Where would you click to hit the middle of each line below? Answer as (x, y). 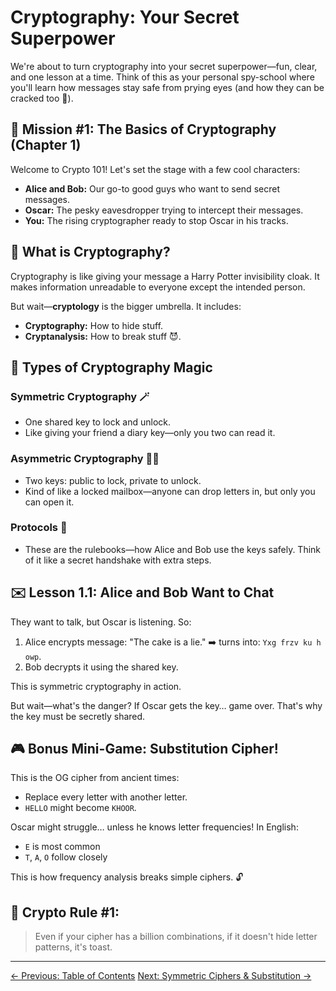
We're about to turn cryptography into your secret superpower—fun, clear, (164, 66)
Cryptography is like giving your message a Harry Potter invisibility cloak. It (165, 276)
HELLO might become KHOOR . (80, 808)
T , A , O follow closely (66, 857)
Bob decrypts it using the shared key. (101, 667)
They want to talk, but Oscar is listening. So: (101, 622)
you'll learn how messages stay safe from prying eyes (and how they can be (167, 87)
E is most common (62, 847)
